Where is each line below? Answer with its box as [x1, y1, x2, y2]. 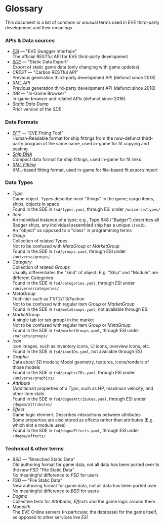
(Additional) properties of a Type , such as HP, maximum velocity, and [12, 385, 154, 391]
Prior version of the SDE [12, 106, 62, 112]
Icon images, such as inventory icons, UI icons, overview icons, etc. [12, 343, 151, 349]
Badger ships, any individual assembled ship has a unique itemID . [12, 222, 146, 228]
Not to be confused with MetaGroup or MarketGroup [12, 243, 120, 249]
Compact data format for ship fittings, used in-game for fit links [12, 156, 142, 162]
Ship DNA [12, 151, 33, 157]
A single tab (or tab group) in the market [12, 317, 94, 323]
